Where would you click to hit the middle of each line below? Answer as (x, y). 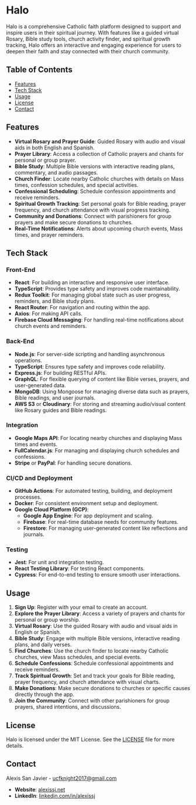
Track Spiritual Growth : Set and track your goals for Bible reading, (95, 676)
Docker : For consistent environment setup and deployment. (87, 503)
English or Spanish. (38, 632)
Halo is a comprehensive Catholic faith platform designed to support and (94, 26)
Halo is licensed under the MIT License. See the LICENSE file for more (90, 739)
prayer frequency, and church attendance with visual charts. (87, 682)
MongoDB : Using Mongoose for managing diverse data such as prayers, (102, 391)
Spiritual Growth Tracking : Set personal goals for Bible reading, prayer (100, 203)
